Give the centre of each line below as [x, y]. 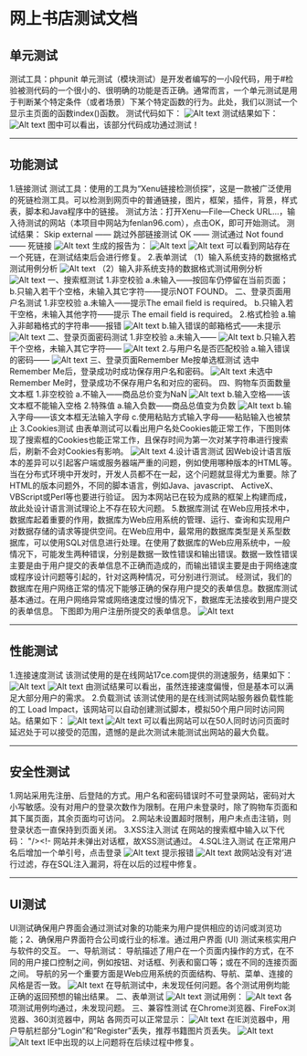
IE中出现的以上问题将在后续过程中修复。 [123, 1042]
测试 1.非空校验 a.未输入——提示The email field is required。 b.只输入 [155, 302]
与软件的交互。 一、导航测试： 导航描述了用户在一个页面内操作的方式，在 [148, 951]
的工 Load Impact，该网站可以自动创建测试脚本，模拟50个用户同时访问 [143, 709]
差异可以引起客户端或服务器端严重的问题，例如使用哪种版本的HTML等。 [161, 462]
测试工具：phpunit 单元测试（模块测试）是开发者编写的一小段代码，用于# [148, 79]
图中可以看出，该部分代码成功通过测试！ [123, 125]
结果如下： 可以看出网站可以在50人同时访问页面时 [158, 720]
